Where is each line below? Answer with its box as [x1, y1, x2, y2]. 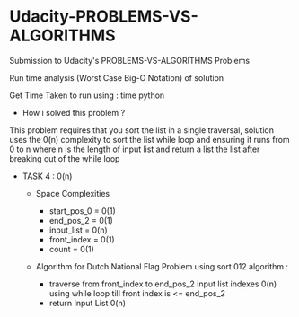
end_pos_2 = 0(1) [48, 215, 114, 225]
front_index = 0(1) [48, 233, 115, 244]
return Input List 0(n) [48, 297, 127, 308]
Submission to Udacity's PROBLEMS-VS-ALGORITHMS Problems [9, 55, 250, 66]
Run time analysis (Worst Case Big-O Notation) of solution [9, 72, 224, 83]
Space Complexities [35, 188, 110, 198]
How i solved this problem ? [22, 107, 126, 118]
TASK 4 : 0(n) [22, 171, 73, 181]
